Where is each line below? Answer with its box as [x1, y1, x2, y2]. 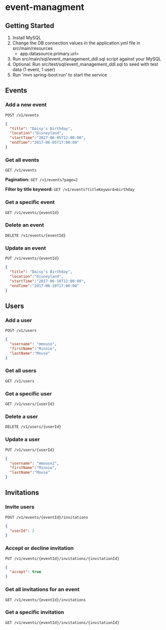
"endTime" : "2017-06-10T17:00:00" [9, 283, 79, 288]
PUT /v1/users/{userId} [5, 447, 55, 452]
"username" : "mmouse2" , [9, 460, 59, 466]
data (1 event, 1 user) [12, 66, 55, 72]
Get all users [5, 367, 36, 374]
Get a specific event [5, 199, 55, 206]
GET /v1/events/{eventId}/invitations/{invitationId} [5, 620, 120, 625]
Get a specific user [5, 390, 52, 397]
